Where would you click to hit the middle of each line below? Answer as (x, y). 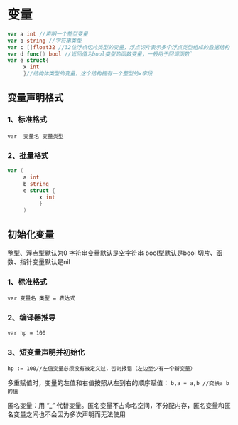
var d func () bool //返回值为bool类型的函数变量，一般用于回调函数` (100, 54)
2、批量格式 (28, 155)
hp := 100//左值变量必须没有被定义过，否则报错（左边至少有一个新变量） (102, 368)
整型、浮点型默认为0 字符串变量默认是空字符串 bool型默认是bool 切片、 (112, 253)
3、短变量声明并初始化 (46, 352)
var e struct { (28, 61)
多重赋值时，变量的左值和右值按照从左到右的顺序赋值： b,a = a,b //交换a (115, 382)
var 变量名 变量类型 (36, 136)
